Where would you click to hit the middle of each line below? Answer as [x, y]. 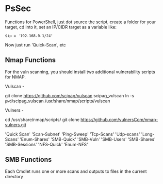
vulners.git [16, 124]
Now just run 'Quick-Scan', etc [36, 45]
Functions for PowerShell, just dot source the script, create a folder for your [81, 22]
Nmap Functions [30, 60]
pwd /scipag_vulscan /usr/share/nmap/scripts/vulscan [58, 101]
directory [14, 176]
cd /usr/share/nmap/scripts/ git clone [42, 120]
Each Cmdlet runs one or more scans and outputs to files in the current [76, 171]
